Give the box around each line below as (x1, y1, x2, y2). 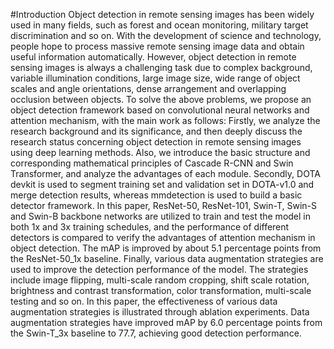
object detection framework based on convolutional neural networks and (10, 104, 310, 116)
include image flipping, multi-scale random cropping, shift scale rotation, (10, 274, 310, 286)
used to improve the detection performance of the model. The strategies (10, 264, 309, 275)
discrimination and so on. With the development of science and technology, (10, 30, 322, 41)
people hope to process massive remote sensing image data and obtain (10, 40, 305, 52)
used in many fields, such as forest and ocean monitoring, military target (10, 19, 309, 31)
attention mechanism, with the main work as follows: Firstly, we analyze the (10, 115, 321, 126)
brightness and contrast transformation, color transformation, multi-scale (10, 285, 312, 296)
